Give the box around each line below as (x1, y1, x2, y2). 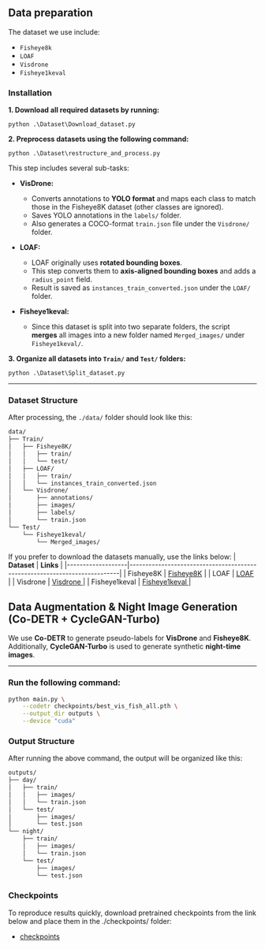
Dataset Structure (8, 395, 79, 406)
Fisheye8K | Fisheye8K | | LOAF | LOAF (127, 569, 255, 579)
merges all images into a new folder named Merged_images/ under (31, 330, 245, 340)
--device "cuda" (22, 717, 77, 725)
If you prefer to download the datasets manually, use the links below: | (8, 552, 237, 562)
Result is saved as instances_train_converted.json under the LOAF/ (31, 283, 251, 292)
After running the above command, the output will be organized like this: (8, 754, 243, 763)
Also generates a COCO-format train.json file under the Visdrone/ (31, 219, 250, 229)
